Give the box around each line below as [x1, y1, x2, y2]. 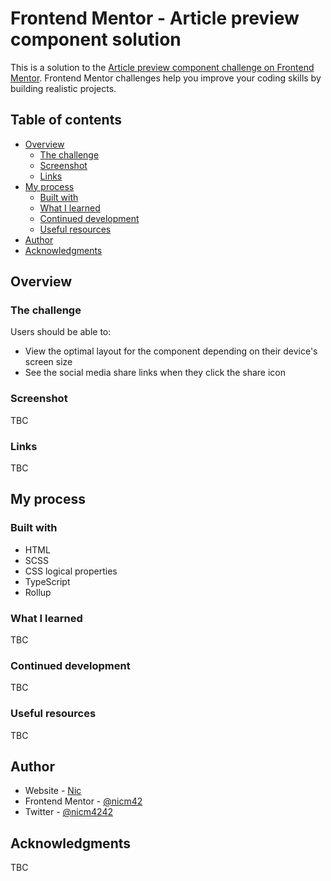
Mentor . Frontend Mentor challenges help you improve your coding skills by [10, 72, 322, 84]
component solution [10, 28, 182, 51]
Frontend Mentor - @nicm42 [24, 795, 143, 807]
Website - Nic [24, 785, 82, 797]
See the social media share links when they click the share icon [24, 367, 287, 379]
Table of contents [10, 112, 122, 129]
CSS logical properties [24, 565, 118, 577]
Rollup [24, 586, 52, 598]
